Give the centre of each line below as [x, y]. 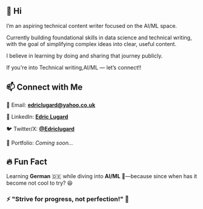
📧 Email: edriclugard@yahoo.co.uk [51, 105]
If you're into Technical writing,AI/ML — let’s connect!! [74, 67]
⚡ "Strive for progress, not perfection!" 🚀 [68, 199]
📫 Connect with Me [45, 88]
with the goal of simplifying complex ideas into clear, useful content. [92, 44]
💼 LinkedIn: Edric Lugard [37, 116]
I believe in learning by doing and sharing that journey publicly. [85, 56]
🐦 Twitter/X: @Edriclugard [40, 128]
